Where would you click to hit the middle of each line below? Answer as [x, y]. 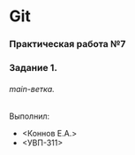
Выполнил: [30, 116]
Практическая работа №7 [67, 44]
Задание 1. [33, 68]
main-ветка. [32, 89]
